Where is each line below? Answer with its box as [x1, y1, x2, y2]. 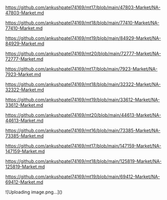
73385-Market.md [5, 133, 44, 139]
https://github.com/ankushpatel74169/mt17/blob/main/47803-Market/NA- [5, 5, 161, 10]
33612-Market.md [5, 102, 44, 108]
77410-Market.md [5, 25, 43, 31]
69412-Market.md [5, 179, 44, 185]
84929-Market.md [5, 41, 45, 47]
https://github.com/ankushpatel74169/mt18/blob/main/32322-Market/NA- [5, 82, 161, 87]
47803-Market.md [5, 10, 45, 16]
